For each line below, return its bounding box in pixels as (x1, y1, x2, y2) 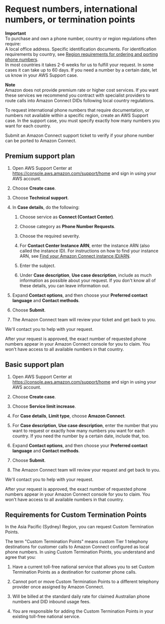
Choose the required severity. (19, 233, 80, 239)
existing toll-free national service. (12, 614, 80, 620)
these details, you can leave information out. (19, 282, 110, 288)
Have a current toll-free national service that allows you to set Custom (12, 564, 155, 570)
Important (5, 30, 26, 36)
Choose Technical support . (12, 195, 69, 200)
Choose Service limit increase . (12, 403, 76, 409)
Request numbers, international (5, 3, 138, 15)
